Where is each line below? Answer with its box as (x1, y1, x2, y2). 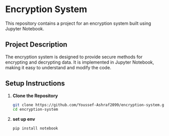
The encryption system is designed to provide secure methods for (5, 54, 143, 60)
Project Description (5, 40, 68, 49)
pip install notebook (12, 126, 58, 131)
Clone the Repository (12, 93, 58, 99)
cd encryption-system (12, 107, 58, 112)
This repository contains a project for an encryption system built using (5, 20, 151, 26)
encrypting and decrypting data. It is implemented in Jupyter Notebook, (5, 59, 154, 65)
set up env (12, 116, 35, 122)
